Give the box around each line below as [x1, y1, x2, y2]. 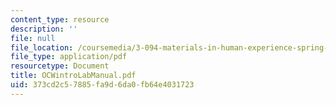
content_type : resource [10, 14, 110, 25]
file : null [10, 33, 56, 43]
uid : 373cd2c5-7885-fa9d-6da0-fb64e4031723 [10, 80, 195, 90]
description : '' [10, 24, 78, 34]
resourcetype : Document [10, 61, 110, 71]
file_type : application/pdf [10, 52, 128, 62]
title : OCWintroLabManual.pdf [10, 71, 137, 81]
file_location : [10, 42, 74, 53]
